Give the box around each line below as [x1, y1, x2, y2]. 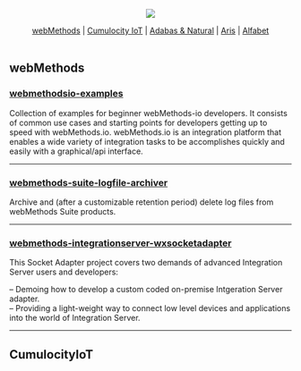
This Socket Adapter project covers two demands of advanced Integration [9, 257, 283, 268]
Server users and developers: [9, 266, 119, 277]
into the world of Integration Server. [9, 313, 141, 324]
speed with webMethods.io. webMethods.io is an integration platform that [9, 126, 282, 138]
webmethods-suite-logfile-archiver [9, 176, 168, 189]
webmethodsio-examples [9, 88, 124, 100]
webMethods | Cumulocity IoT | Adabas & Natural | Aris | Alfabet [31, 25, 270, 36]
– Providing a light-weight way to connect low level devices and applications [9, 303, 291, 314]
